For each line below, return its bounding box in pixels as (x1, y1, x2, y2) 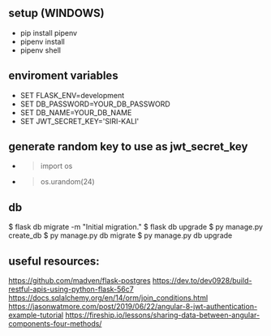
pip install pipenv (19, 28, 78, 37)
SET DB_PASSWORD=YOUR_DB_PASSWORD (19, 99, 170, 109)
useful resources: (8, 254, 100, 268)
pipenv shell (19, 45, 61, 55)
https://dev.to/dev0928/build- (153, 276, 252, 286)
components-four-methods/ (8, 319, 102, 329)
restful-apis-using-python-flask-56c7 (8, 284, 134, 295)
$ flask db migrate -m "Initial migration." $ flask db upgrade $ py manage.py (8, 222, 264, 232)
